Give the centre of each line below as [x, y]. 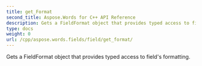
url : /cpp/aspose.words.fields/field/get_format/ [70, 40]
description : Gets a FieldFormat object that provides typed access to [98, 23]
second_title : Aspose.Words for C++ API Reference [71, 17]
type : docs [20, 28]
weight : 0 [19, 34]
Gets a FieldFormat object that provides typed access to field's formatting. [98, 57]
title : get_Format [29, 12]
